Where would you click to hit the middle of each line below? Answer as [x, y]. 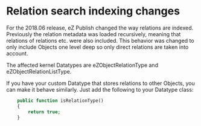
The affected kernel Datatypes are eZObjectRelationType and [82, 65]
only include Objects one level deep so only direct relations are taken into [97, 47]
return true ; [44, 112]
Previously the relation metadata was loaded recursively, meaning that [94, 34]
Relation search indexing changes [93, 11]
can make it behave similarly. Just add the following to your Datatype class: [100, 89]
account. [17, 53]
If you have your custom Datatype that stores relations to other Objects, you [101, 83]
